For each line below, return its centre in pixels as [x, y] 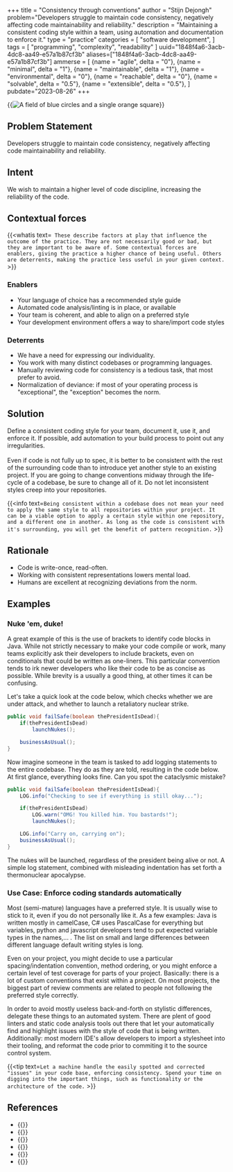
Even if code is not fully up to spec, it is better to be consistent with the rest [115, 460]
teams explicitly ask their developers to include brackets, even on [101, 654]
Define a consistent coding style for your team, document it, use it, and [109, 431]
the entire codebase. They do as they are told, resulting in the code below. [113, 769]
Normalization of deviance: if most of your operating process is [107, 385]
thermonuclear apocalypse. [46, 875]
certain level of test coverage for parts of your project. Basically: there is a [113, 973]
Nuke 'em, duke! [35, 623]
